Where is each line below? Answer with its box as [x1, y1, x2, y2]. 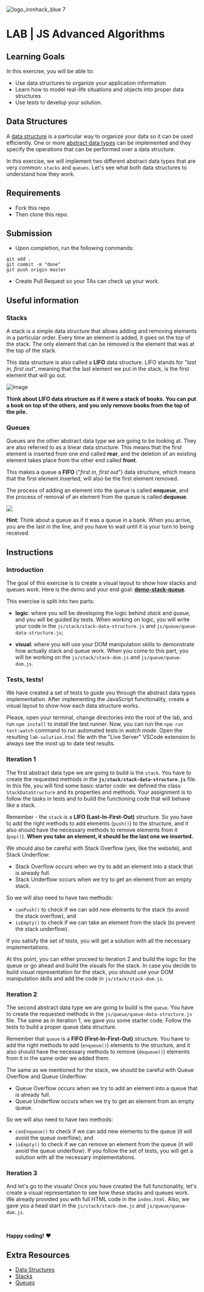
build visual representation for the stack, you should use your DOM [6, 968, 174, 976]
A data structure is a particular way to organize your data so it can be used [6, 132, 193, 140]
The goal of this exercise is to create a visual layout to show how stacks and [6, 579, 197, 587]
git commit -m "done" [6, 262, 61, 268]
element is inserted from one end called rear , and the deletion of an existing [6, 450, 197, 457]
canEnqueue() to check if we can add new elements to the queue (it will [15, 1128, 192, 1135]
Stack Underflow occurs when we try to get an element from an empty [15, 876, 192, 883]
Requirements [6, 188, 61, 198]
